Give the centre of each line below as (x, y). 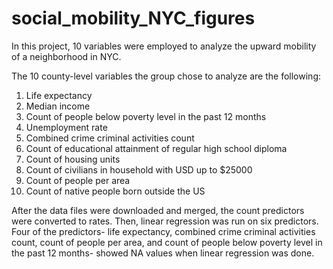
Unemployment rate (66, 127)
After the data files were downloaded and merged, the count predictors (158, 210)
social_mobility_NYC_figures (133, 18)
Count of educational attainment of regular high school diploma (156, 148)
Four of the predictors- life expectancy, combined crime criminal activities (163, 231)
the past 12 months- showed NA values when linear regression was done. (163, 253)
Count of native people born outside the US (115, 191)
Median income (58, 106)
